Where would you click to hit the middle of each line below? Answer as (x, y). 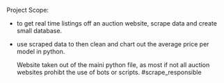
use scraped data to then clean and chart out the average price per (113, 44)
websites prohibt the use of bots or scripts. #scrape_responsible (109, 72)
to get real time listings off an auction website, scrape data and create (117, 23)
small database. (39, 31)
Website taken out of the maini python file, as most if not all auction (113, 65)
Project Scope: (28, 10)
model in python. (41, 52)
